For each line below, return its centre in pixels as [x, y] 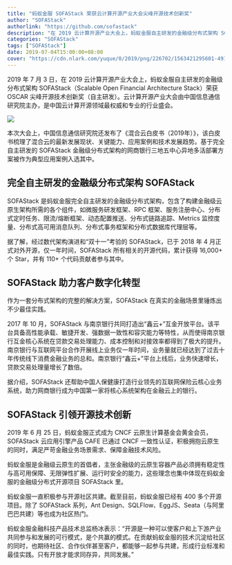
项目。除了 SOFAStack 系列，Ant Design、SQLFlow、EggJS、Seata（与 [110, 505]
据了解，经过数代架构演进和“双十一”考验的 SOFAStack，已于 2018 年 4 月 [112, 241]
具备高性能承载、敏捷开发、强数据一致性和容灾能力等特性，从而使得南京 [116, 332]
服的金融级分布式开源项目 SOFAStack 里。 [67, 482]
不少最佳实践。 [28, 310]
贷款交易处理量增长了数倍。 [47, 367]
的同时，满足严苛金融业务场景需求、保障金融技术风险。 [86, 450]
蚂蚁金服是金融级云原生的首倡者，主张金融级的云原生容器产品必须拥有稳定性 [116, 465]
